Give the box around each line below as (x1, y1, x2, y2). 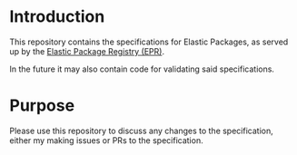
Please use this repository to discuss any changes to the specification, (9, 125, 274, 136)
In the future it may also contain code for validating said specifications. (9, 63, 275, 74)
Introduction (9, 6, 105, 27)
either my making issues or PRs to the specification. (9, 134, 203, 146)
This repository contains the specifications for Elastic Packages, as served (9, 36, 289, 47)
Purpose (9, 95, 75, 116)
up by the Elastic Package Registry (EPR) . (9, 45, 165, 56)
